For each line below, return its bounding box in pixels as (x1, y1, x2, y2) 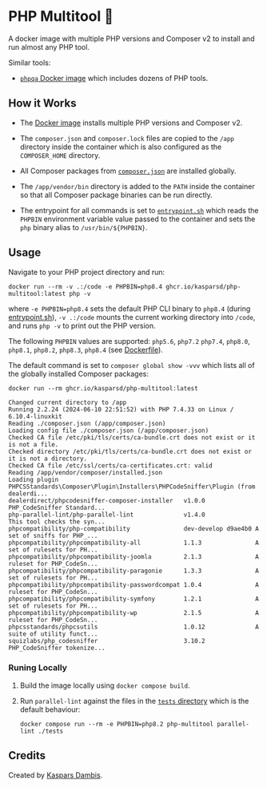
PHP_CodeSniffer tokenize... (8, 644, 106, 652)
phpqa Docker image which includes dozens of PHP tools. (19, 73, 209, 83)
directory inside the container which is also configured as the (19, 142, 222, 152)
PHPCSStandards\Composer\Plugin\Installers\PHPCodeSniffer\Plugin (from (8, 483, 256, 491)
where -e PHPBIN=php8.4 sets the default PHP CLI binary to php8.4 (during (8, 304, 251, 313)
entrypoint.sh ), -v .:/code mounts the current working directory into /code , (8, 312, 256, 321)
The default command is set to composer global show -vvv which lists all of (8, 360, 255, 370)
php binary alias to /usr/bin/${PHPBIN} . (19, 222, 148, 232)
